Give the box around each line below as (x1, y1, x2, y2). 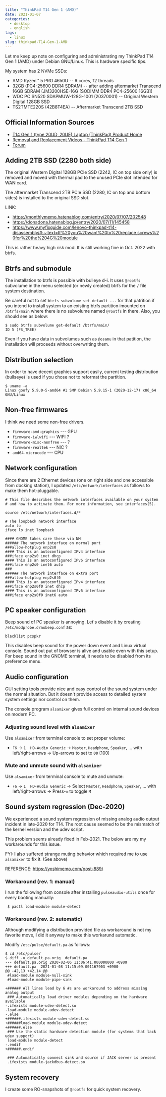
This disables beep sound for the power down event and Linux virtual (5, 643, 147, 649)
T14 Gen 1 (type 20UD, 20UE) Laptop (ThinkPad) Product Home (12, 131, 142, 137)
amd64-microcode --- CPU (12, 449, 63, 455)
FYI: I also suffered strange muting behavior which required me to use (5, 851, 148, 857)
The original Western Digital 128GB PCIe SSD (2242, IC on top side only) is (5, 169, 158, 175)
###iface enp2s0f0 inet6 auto (5, 593, 68, 598)
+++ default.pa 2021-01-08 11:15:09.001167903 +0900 (5, 964, 119, 969)
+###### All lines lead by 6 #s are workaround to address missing (5, 986, 148, 991)
